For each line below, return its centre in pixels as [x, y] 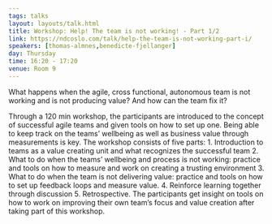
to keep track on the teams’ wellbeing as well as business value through [129, 133]
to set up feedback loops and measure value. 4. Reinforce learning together [135, 185]
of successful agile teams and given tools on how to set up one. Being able [134, 125]
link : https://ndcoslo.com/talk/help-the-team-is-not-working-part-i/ [130, 39]
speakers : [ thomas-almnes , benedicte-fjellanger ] [92, 46]
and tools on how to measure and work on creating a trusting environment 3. [136, 168]
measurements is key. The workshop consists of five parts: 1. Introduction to [136, 142]
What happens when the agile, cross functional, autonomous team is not [130, 92]
